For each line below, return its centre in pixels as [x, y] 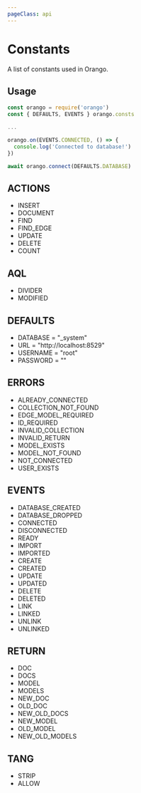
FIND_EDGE [35, 228]
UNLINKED [33, 628]
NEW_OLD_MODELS [47, 736]
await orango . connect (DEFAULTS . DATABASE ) [69, 166]
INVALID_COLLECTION [51, 430]
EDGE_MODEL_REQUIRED [56, 415]
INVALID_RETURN [44, 437]
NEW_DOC [33, 698]
